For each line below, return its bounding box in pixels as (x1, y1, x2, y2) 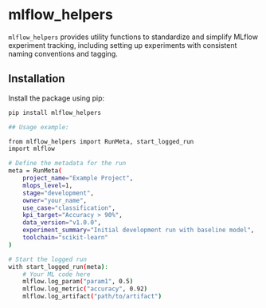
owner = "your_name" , (22, 196, 88, 204)
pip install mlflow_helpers (8, 109, 102, 116)
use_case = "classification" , (22, 203, 115, 212)
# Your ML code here (22, 270, 91, 278)
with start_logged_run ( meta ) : (8, 263, 109, 270)
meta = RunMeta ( (8, 167, 62, 175)
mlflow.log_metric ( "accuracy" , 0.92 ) (22, 285, 148, 293)
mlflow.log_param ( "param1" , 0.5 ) (22, 278, 134, 286)
